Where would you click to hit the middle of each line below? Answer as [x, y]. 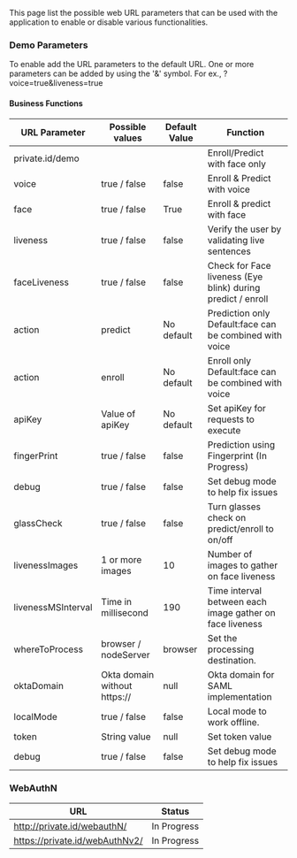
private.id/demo [46, 158]
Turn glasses [234, 506]
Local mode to [237, 711]
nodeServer [126, 655]
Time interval [235, 590]
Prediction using [241, 444]
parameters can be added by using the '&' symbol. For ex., [115, 73]
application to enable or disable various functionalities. [109, 22]
